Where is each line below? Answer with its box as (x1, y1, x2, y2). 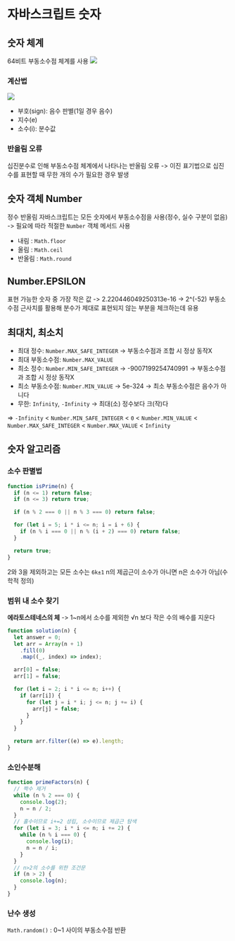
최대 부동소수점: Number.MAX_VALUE (17, 355, 114, 364)
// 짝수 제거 (13, 786, 46, 793)
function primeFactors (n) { (7, 779, 90, 786)
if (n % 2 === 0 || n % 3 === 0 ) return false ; (13, 509, 156, 516)
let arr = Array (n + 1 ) (13, 640, 83, 647)
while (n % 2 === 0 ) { (13, 792, 80, 799)
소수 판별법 (7, 466, 43, 476)
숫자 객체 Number (7, 192, 82, 205)
